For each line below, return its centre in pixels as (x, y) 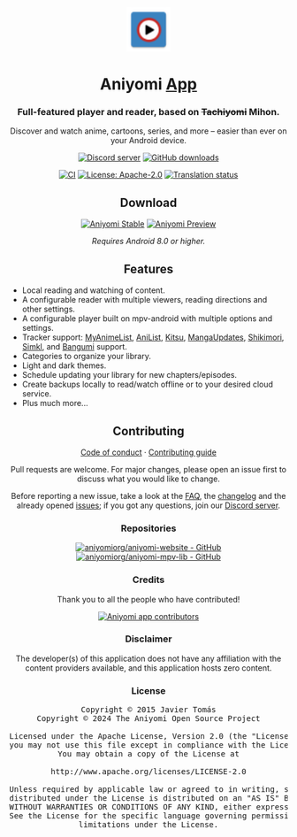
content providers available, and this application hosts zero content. (148, 668)
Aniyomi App (148, 84)
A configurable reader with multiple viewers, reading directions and (145, 300)
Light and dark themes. (64, 365)
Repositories (148, 528)
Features (148, 269)
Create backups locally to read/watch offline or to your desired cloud (148, 384)
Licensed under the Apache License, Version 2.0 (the (128, 737)
